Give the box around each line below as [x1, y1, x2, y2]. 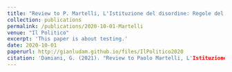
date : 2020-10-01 [7, 42, 57, 49]
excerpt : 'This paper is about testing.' [7, 36, 128, 43]
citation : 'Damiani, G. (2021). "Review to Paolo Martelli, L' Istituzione [7, 55, 227, 62]
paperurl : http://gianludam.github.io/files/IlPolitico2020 [7, 49, 184, 56]
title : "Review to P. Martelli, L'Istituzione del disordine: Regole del [7, 10, 224, 17]
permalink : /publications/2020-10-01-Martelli [7, 23, 144, 29]
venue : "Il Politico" [7, 29, 70, 36]
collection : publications [7, 16, 81, 23]
